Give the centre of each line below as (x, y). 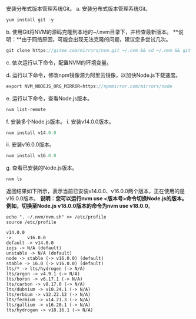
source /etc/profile (31, 222)
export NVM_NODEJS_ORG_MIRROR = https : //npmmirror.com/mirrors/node (89, 86)
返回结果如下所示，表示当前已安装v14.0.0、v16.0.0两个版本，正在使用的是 (96, 191)
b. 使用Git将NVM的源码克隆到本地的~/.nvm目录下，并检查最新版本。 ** (92, 32)
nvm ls (14, 179)
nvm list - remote (26, 109)
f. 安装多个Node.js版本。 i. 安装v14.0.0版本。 (60, 121)
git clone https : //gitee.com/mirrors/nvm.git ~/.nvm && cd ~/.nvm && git (99, 50)
